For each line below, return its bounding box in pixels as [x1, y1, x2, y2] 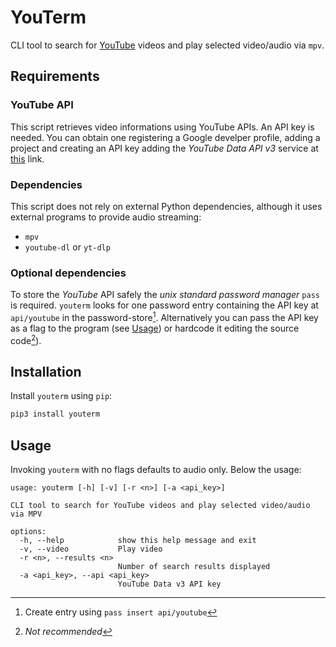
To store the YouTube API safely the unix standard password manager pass [10, 289, 320, 301]
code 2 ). [10, 332, 42, 346]
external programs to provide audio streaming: [10, 211, 202, 223]
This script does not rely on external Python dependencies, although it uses [10, 200, 323, 212]
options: [10, 527, 47, 537]
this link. [10, 152, 45, 165]
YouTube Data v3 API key [117, 579, 222, 590]
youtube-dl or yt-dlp [24, 241, 111, 253]
